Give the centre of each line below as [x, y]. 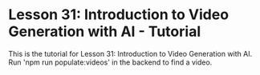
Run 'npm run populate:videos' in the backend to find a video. [110, 62]
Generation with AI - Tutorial [105, 32]
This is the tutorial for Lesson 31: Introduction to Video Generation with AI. [130, 53]
